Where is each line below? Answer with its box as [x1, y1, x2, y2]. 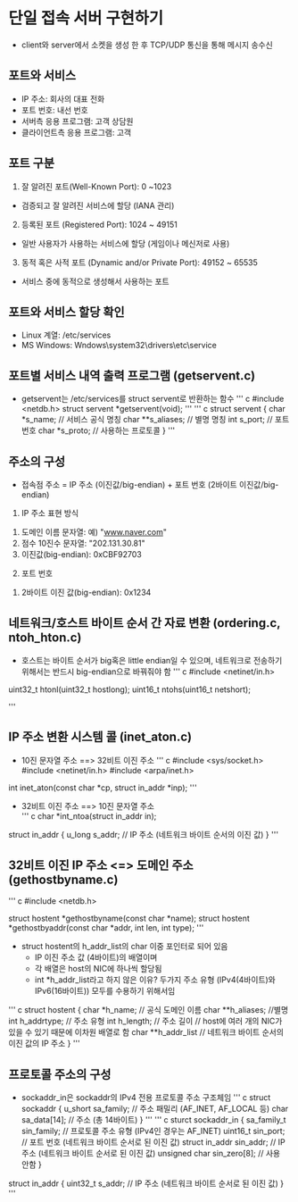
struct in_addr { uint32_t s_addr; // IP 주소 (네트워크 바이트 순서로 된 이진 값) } [8, 1178, 285, 1189]
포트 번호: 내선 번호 [21, 104, 88, 115]
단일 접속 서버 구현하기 [8, 8, 164, 29]
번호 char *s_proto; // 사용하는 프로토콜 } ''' [21, 425, 176, 436]
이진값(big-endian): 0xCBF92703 [21, 549, 142, 559]
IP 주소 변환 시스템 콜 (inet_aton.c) [8, 730, 193, 745]
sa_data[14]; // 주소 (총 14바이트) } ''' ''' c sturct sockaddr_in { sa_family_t [21, 1114, 286, 1125]
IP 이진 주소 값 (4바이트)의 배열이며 [34, 952, 158, 963]
